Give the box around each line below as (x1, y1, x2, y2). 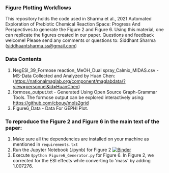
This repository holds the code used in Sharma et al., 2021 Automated (5, 16, 152, 22)
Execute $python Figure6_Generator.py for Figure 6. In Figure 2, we (12, 152, 154, 158)
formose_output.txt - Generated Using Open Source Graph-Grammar (12, 89, 157, 95)
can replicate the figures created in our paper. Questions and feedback (5, 32, 154, 38)
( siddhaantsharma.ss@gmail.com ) (5, 43, 77, 49)
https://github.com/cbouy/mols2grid (12, 100, 89, 106)
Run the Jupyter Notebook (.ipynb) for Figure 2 (12, 146, 111, 153)
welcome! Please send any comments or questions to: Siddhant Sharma (5, 37, 156, 43)
